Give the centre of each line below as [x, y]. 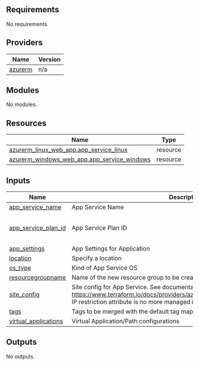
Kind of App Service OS [105, 268]
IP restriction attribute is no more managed [131, 302]
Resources [26, 123]
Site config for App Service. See [116, 287]
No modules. [22, 105]
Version [49, 59]
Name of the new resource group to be [126, 278]
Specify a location [97, 258]
